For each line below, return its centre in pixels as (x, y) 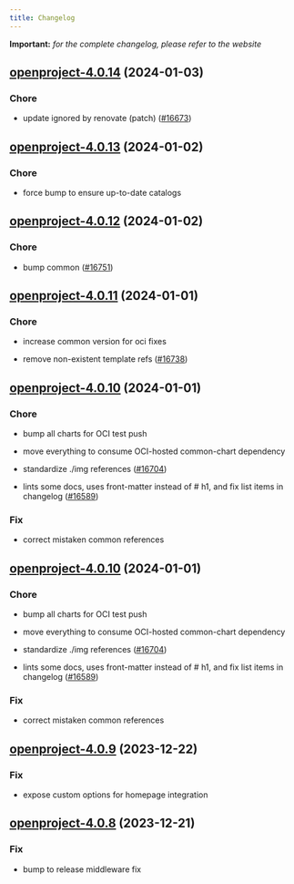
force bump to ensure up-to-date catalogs (102, 193)
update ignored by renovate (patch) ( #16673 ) (107, 118)
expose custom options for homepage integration (115, 795)
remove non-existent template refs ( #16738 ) (105, 359)
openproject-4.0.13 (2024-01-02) (106, 147)
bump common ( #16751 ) (68, 267)
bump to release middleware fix (82, 869)
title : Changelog (42, 18)
